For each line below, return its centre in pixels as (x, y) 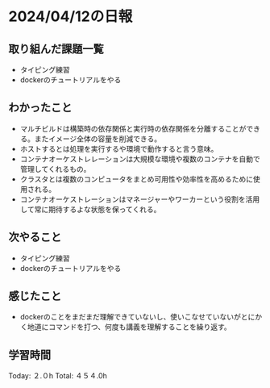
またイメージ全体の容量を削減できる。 (98, 139)
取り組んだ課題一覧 (56, 49)
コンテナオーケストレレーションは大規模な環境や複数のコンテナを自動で (140, 159)
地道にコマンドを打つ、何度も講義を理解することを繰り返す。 (129, 327)
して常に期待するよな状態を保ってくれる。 (90, 209)
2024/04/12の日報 (71, 17)
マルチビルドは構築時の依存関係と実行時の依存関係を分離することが (133, 128)
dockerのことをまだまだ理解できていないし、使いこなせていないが (131, 317)
